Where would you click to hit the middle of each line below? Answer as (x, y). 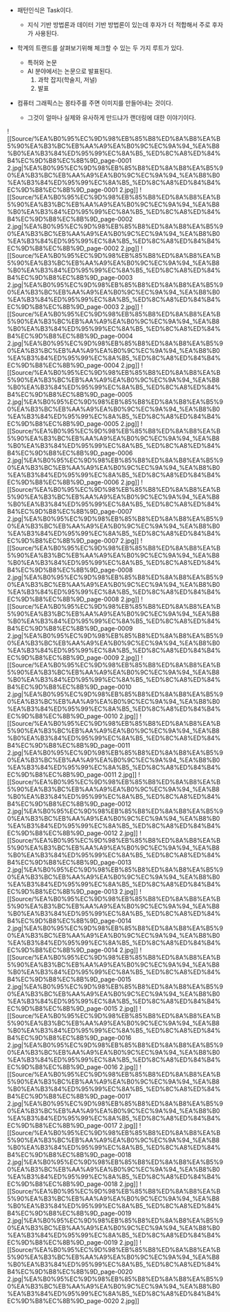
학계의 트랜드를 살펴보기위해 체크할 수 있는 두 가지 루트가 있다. (100, 48)
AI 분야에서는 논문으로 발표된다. (70, 71)
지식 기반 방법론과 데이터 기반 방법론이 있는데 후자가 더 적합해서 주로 (119, 25)
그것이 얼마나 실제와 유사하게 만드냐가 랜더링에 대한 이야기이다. (112, 118)
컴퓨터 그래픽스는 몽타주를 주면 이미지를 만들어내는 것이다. (95, 103)
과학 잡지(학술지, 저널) (67, 80)
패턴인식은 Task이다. (45, 10)
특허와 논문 (42, 63)
